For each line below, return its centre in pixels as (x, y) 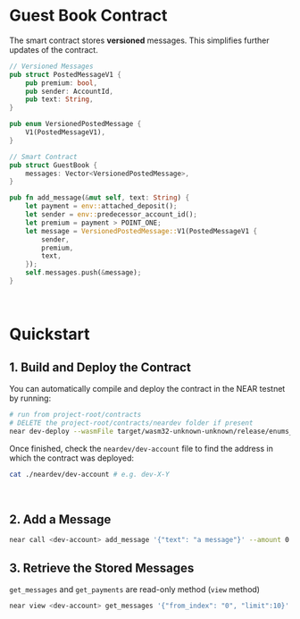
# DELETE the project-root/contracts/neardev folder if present (131, 423)
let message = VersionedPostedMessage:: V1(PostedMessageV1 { (141, 231)
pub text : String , (59, 99)
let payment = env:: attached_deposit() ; (101, 207)
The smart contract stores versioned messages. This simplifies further (139, 40)
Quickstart (50, 334)
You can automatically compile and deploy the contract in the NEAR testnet (147, 388)
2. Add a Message (60, 519)
